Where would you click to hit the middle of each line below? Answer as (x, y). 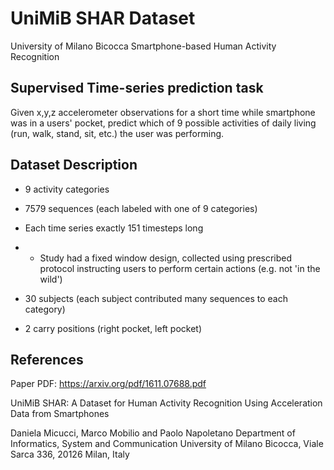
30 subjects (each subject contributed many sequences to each (156, 298)
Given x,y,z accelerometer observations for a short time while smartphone (163, 112)
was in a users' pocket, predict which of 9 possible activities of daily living (163, 123)
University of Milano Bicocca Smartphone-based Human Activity (143, 46)
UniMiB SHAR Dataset (103, 18)
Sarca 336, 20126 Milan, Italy (70, 454)
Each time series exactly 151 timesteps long (114, 228)
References (47, 359)
